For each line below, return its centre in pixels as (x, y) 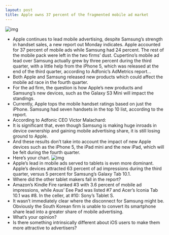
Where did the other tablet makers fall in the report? (67, 179)
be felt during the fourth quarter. (46, 152)
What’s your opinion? (35, 217)
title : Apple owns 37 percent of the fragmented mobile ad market (77, 15)
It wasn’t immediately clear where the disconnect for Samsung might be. (88, 200)
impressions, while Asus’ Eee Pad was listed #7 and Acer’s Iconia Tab (85, 190)
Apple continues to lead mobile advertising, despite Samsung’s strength (88, 39)
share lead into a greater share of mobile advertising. (68, 212)
